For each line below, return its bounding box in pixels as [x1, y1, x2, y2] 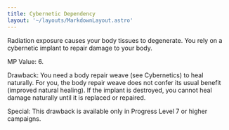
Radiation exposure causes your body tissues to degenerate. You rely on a [7, 36, 223, 44]
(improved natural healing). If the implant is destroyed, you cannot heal [7, 86, 212, 94]
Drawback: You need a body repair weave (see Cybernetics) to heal [7, 71, 204, 79]
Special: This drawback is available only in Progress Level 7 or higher [7, 107, 208, 115]
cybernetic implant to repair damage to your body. [7, 44, 153, 52]
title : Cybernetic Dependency [7, 10, 96, 18]
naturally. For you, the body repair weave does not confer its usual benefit [7, 78, 221, 86]
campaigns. [7, 114, 41, 123]
